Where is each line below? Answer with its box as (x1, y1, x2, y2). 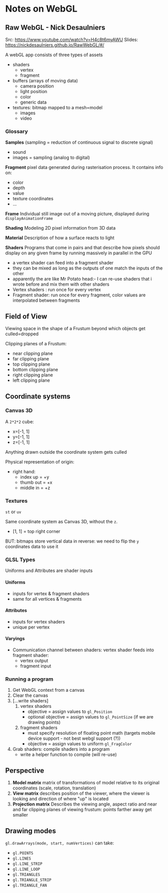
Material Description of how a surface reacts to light (5, 235, 115, 241)
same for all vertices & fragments (12, 596, 82, 602)
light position (20, 88, 48, 94)
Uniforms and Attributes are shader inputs (5, 567, 93, 574)
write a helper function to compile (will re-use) (20, 751, 117, 757)
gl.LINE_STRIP (12, 861, 43, 866)
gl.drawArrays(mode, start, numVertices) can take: (5, 840, 114, 846)
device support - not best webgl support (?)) (27, 735, 121, 741)
